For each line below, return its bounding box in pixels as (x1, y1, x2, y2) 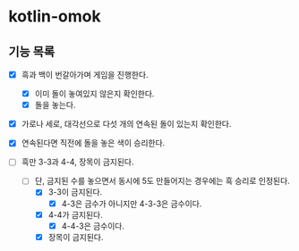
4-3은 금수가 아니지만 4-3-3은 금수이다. (61, 198, 202, 209)
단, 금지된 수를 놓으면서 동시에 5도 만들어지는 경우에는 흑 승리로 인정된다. (34, 176, 290, 187)
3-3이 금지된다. (47, 187, 103, 197)
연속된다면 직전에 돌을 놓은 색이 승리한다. (21, 138, 166, 148)
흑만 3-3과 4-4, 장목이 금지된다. (21, 156, 135, 167)
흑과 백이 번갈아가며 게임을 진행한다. (21, 70, 149, 79)
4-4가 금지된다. (47, 209, 104, 220)
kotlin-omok (8, 6, 101, 27)
